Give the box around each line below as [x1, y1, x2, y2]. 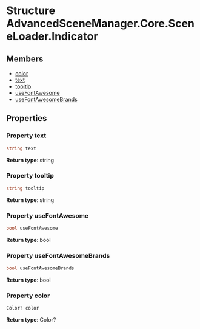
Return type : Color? [6, 316, 56, 324]
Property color [6, 291, 50, 300]
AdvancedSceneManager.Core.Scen [6, 16, 195, 30]
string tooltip [6, 185, 45, 192]
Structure [6, 4, 56, 18]
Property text [6, 131, 47, 140]
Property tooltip [6, 171, 55, 180]
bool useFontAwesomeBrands [6, 265, 75, 271]
